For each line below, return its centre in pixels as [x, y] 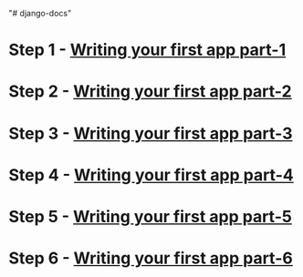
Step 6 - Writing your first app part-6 [151, 258]
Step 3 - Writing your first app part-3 [151, 133]
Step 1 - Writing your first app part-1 [147, 50]
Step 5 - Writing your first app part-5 [151, 216]
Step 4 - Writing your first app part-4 [151, 174]
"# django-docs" [40, 13]
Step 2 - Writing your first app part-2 [151, 92]
